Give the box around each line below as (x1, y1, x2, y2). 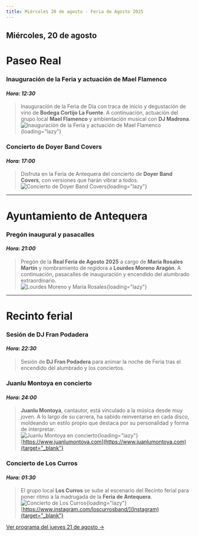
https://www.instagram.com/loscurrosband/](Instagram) (22, 506, 159, 513)
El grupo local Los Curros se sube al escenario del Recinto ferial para (20, 487, 190, 494)
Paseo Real (6, 54, 62, 68)
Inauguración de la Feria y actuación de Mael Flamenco (6, 75, 167, 83)
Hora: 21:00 (6, 245, 36, 252)
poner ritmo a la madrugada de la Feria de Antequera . (20, 493, 152, 501)
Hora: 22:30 (6, 345, 37, 352)
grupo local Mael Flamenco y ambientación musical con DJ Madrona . (20, 116, 190, 123)
